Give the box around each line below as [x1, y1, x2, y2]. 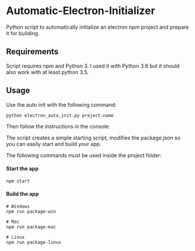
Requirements [6, 47, 59, 57]
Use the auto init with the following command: [6, 101, 117, 108]
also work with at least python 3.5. [6, 69, 89, 76]
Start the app [6, 165, 39, 172]
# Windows [6, 203, 30, 209]
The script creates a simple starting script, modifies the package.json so [6, 134, 180, 141]
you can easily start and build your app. [6, 140, 101, 147]
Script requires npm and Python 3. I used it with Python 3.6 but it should [6, 62, 180, 69]
